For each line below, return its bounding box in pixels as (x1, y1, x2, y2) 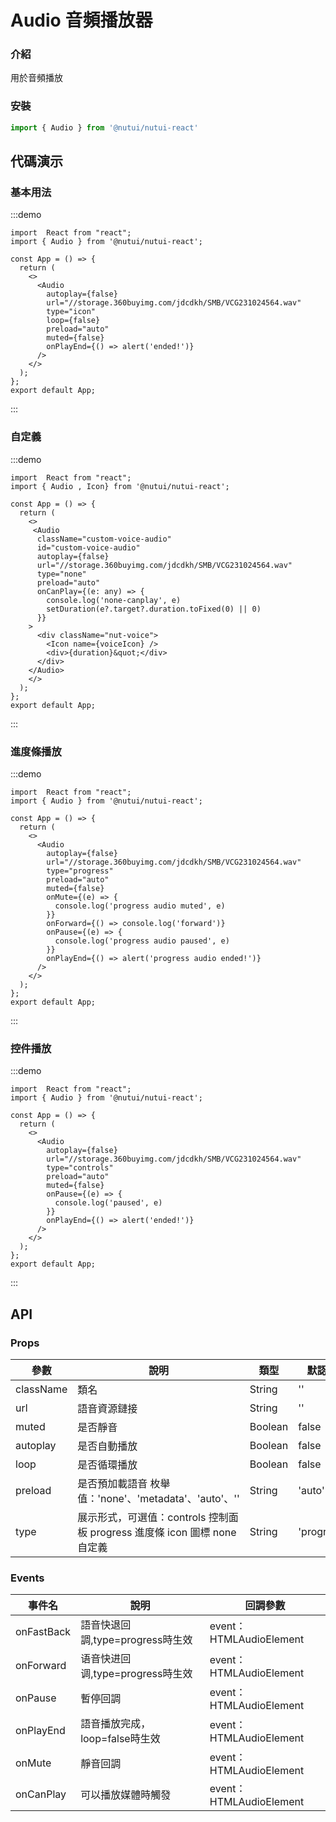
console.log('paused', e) (54, 1198, 163, 1208)
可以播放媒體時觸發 (80, 1788, 172, 1802)
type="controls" (46, 1163, 114, 1173)
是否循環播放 (77, 1457, 138, 1471)
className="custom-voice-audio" (36, 534, 172, 544)
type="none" (36, 569, 87, 579)
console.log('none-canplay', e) (46, 595, 182, 605)
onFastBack (15, 1625, 72, 1639)
